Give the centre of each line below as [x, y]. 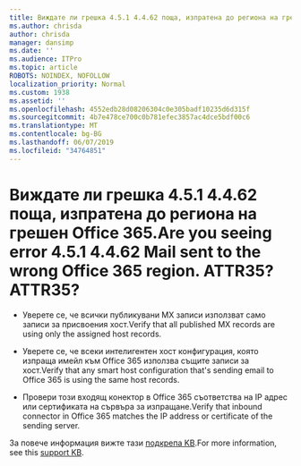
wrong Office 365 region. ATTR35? [141, 271]
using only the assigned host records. [92, 334]
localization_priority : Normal [68, 84]
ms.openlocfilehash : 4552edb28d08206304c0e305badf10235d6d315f [130, 109]
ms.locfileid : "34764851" [57, 150]
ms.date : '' [31, 51]
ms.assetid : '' [38, 101]
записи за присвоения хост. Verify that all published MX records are [149, 324]
